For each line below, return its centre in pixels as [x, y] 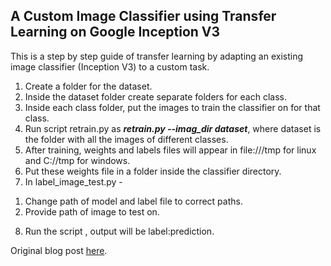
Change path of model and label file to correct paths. [133, 201]
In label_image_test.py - [73, 181]
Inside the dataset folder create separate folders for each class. [155, 96]
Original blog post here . [59, 250]
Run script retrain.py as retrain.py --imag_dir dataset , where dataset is [173, 128]
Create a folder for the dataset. [88, 86]
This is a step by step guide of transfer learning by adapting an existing [157, 56]
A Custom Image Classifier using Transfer [143, 16]
